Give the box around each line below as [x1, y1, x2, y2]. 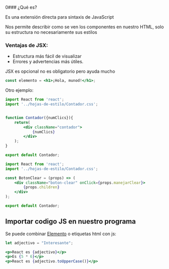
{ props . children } [23, 185, 60, 190]
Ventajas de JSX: [5, 41, 48, 48]
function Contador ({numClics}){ [5, 115, 73, 120]
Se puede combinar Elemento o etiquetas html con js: [5, 231, 117, 237]
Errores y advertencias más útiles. [12, 59, 84, 65]
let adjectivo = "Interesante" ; [5, 240, 73, 245]
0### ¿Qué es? [5, 5, 37, 10]
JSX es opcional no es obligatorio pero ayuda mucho [5, 68, 115, 75]
